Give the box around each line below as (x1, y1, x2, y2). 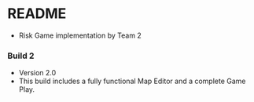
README (7, 5, 67, 23)
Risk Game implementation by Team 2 (18, 31, 142, 40)
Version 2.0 (18, 68, 57, 78)
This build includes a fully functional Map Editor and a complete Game (18, 76, 246, 86)
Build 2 (7, 50, 35, 61)
